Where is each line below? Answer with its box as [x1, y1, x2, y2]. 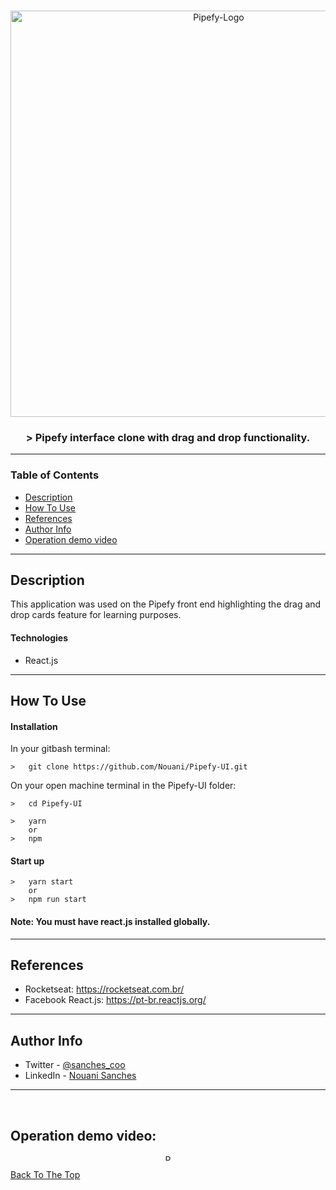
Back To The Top [10, 1169, 81, 1181]
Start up [10, 855, 45, 867]
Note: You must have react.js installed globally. [10, 916, 211, 927]
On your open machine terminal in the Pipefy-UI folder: [10, 780, 237, 792]
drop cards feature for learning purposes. [10, 609, 182, 621]
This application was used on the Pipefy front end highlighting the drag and [10, 598, 322, 610]
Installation [10, 720, 58, 732]
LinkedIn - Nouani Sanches [24, 1070, 137, 1082]
